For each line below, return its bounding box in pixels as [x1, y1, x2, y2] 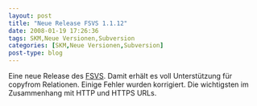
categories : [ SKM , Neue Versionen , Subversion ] [8, 42, 164, 50]
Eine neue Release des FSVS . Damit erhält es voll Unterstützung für [8, 71, 233, 80]
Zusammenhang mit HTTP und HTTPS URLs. [8, 88, 157, 97]
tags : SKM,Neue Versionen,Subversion [8, 34, 135, 43]
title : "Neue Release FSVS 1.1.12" [8, 19, 128, 27]
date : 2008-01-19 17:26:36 [8, 26, 99, 35]
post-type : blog [8, 49, 63, 57]
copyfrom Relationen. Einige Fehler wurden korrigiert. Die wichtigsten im [8, 79, 249, 89]
